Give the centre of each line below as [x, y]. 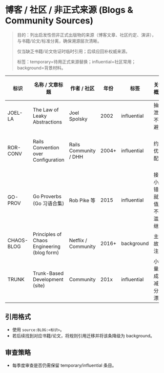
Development [48, 279]
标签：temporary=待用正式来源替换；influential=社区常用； [76, 62]
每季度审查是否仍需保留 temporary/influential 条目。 [64, 365]
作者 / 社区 [82, 88]
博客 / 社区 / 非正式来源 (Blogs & [69, 10]
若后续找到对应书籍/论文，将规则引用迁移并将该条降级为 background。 [83, 335]
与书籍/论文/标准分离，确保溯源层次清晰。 [59, 41]
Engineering [47, 246]
